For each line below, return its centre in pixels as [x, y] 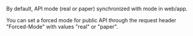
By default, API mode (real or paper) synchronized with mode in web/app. [97, 9]
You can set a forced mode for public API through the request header [91, 20]
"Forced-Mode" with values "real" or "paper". [62, 27]
